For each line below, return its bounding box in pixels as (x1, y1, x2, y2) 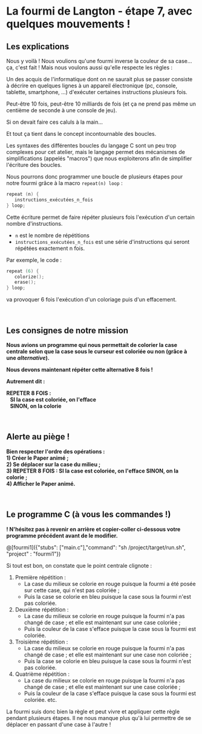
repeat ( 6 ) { (6, 268, 39, 274)
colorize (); (14, 274, 45, 280)
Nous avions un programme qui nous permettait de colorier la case (6, 341, 177, 348)
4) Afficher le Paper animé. (6, 480, 76, 487)
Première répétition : (15, 573, 67, 581)
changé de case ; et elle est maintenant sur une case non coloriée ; (24, 651, 192, 658)
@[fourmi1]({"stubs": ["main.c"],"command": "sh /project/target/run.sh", (6, 544, 186, 551)
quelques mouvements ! (6, 17, 131, 31)
